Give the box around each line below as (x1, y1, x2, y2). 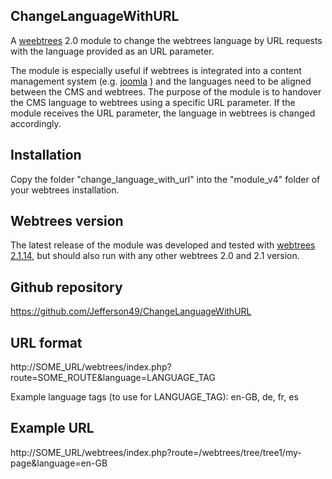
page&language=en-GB (10, 457, 108, 469)
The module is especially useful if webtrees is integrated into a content (10, 64, 302, 76)
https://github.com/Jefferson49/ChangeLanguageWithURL (10, 305, 252, 318)
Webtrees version (10, 213, 124, 230)
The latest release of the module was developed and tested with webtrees (10, 239, 316, 251)
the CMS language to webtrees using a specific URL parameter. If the (10, 96, 296, 108)
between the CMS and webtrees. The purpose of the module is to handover (10, 85, 322, 98)
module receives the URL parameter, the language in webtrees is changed (10, 107, 316, 119)
